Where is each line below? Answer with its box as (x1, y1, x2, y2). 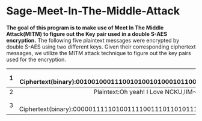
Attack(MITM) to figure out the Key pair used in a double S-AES (6, 30, 168, 37)
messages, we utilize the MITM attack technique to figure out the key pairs (6, 49, 191, 56)
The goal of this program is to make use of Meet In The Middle (6, 24, 164, 31)
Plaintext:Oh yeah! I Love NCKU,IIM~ (93, 87, 197, 96)
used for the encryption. (6, 56, 66, 63)
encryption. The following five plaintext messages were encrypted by (6, 37, 180, 44)
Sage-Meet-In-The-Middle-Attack (6, 4, 180, 18)
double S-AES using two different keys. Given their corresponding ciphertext (6, 43, 196, 50)
